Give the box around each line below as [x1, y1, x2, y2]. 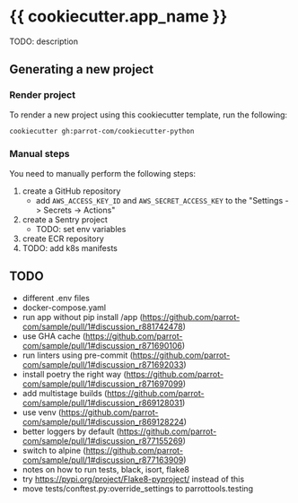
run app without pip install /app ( [22, 311, 144, 322]
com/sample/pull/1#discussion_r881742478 [22, 321, 183, 332]
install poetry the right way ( [22, 369, 127, 379]
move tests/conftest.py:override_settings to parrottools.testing [22, 482, 254, 494]
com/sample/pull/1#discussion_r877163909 [22, 455, 184, 465]
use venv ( [22, 406, 62, 418]
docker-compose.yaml [22, 302, 106, 313]
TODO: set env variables [35, 223, 127, 234]
